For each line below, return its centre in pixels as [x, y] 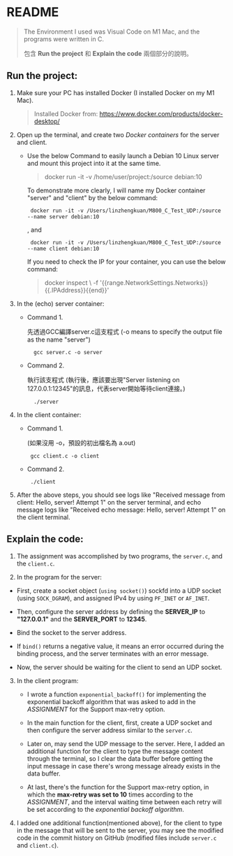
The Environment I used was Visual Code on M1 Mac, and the [112, 31]
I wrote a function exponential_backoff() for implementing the [116, 694]
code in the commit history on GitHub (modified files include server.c [116, 838]
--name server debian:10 [63, 217]
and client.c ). [37, 845]
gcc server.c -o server [68, 352]
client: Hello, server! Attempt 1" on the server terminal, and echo [109, 502]
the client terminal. [43, 517]
